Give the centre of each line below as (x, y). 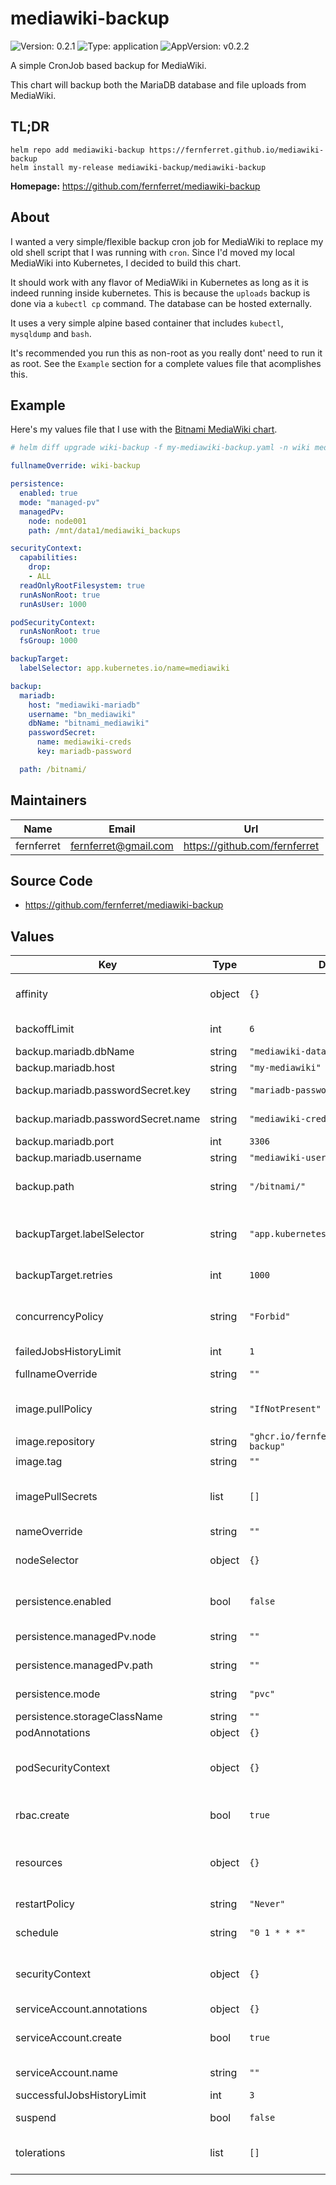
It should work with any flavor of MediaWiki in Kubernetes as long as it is (159, 282)
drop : (40, 567)
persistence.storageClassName (89, 1717)
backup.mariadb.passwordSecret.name (108, 1119)
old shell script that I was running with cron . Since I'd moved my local (152, 252)
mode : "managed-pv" (60, 502)
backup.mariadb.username (78, 1158)
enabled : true (48, 493)
